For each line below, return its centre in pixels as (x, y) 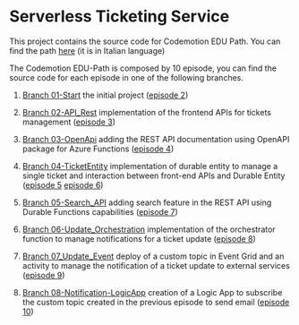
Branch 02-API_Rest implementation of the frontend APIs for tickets (146, 112)
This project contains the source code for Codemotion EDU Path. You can (145, 41)
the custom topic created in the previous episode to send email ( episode (156, 302)
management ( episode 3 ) (69, 122)
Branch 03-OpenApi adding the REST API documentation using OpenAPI (156, 139)
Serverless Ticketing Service (120, 17)
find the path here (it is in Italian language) (87, 50)
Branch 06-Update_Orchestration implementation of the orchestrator (149, 229)
